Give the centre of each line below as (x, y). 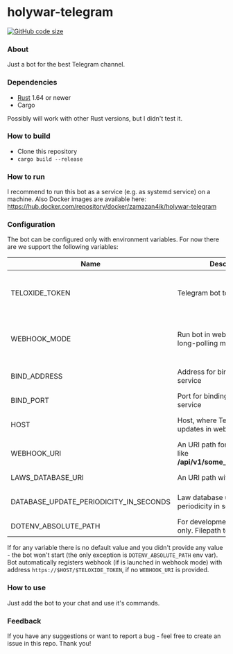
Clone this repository (47, 151)
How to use (27, 588)
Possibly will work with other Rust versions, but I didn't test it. (95, 118)
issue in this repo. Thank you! (49, 644)
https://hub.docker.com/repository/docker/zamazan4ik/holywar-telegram (112, 207)
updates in (194, 429)
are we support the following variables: (63, 247)
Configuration (31, 225)
